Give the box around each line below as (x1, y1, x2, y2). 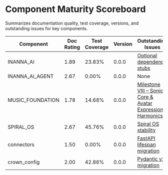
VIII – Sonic (137, 87, 163, 94)
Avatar (137, 99, 152, 106)
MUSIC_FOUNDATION (7, 96, 60, 103)
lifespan (137, 141, 156, 148)
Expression (137, 106, 163, 113)
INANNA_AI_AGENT (7, 73, 54, 80)
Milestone (137, 81, 160, 88)
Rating (64, 44, 80, 51)
